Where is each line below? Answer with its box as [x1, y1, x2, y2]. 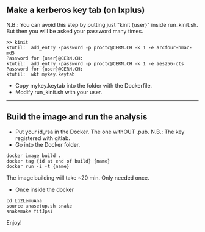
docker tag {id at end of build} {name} [6, 158, 111, 164]
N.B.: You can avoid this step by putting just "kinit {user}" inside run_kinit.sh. [6, 21, 198, 28]
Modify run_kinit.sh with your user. [15, 88, 103, 96]
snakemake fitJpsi [6, 208, 53, 214]
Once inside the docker [15, 186, 74, 193]
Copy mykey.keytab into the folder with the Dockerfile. [15, 82, 153, 89]
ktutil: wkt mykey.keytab [6, 71, 75, 77]
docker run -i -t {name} [6, 163, 70, 169]
